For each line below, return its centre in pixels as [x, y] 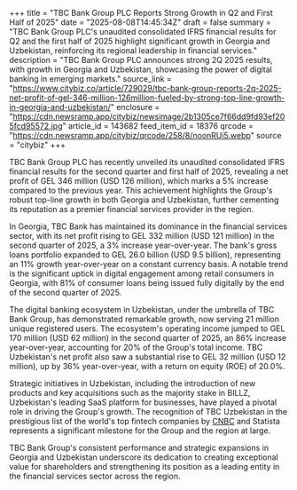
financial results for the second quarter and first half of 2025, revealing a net [149, 171]
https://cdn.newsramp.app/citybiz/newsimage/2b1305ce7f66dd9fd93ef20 [149, 116]
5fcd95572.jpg [36, 126]
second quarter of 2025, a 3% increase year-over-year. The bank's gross [143, 245]
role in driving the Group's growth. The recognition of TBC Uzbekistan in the [148, 411]
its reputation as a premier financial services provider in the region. [132, 209]
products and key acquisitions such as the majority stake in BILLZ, [130, 393]
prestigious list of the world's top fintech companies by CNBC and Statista [145, 421]
